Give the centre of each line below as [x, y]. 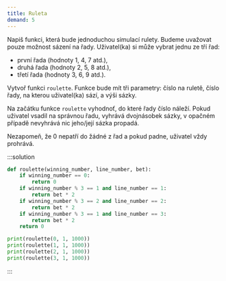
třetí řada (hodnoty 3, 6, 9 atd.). [61, 74]
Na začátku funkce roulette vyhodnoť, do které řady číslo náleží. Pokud [109, 108]
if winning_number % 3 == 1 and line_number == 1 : [93, 188]
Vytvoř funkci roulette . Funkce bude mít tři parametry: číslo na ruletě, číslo [113, 88]
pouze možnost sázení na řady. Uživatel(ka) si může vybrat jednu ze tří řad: [114, 47]
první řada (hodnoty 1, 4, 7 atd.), [62, 60]
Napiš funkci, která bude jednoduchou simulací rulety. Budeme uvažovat [110, 39]
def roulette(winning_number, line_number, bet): [79, 169]
